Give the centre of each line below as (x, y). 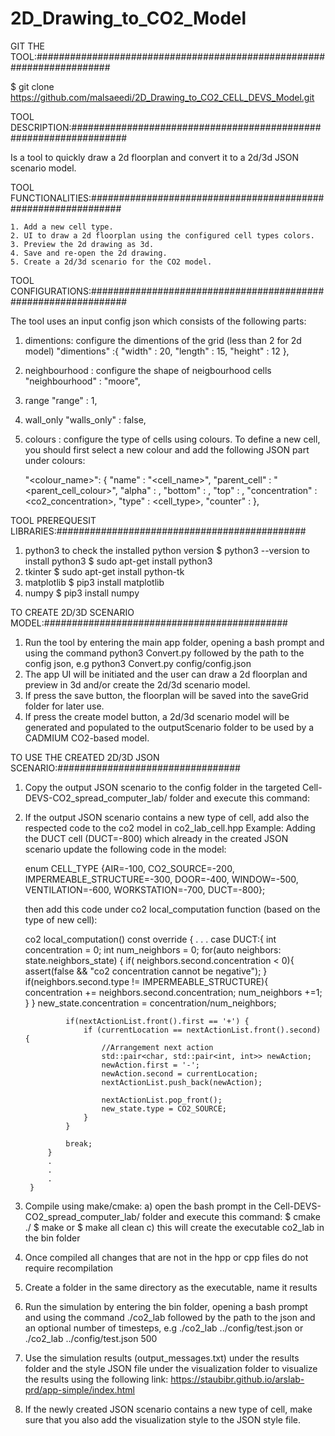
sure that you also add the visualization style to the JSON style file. (163, 1419)
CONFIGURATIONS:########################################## (167, 291)
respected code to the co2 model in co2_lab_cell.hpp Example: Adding (170, 828)
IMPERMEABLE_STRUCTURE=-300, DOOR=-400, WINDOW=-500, (161, 879)
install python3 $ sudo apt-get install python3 (118, 561)
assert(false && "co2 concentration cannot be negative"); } (146, 971)
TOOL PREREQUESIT (53, 520)
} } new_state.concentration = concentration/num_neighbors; (150, 1003)
